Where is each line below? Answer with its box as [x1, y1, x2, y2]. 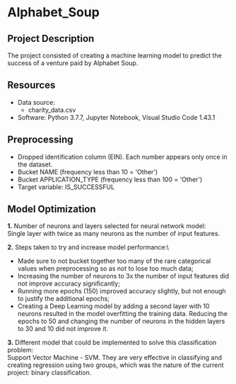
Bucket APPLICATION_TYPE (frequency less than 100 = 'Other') [17, 175, 203, 183]
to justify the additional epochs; [17, 295, 110, 303]
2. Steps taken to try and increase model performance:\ [7, 243, 170, 252]
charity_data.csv [28, 106, 76, 114]
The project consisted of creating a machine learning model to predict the [7, 51, 223, 60]
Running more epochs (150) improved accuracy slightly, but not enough [17, 287, 226, 295]
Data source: [17, 98, 55, 106]
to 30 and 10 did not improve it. [17, 324, 108, 333]
